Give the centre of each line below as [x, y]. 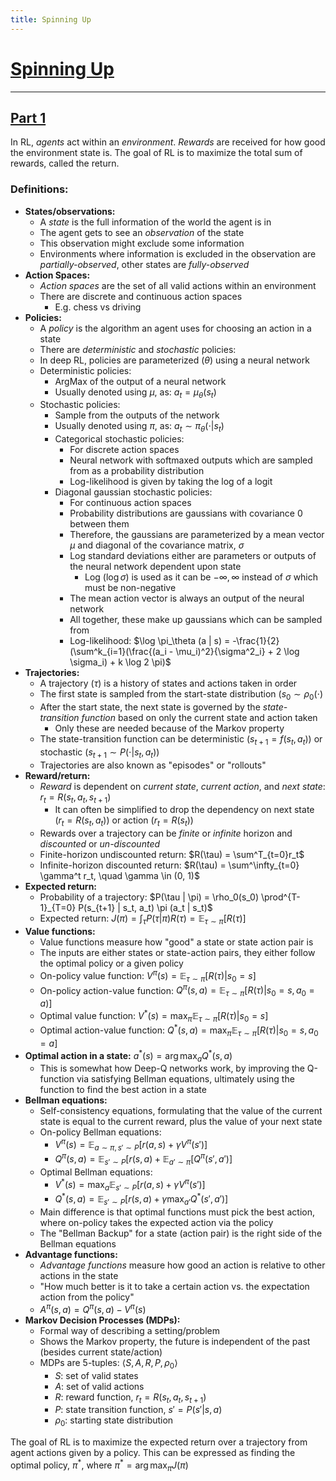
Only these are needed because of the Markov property [169, 728]
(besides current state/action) [101, 1352]
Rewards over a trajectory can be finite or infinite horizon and [166, 833]
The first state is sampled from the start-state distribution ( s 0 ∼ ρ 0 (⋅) [181, 695]
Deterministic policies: [85, 370]
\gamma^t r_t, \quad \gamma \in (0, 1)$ [119, 876]
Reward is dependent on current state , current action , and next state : [182, 786]
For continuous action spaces [130, 503]
